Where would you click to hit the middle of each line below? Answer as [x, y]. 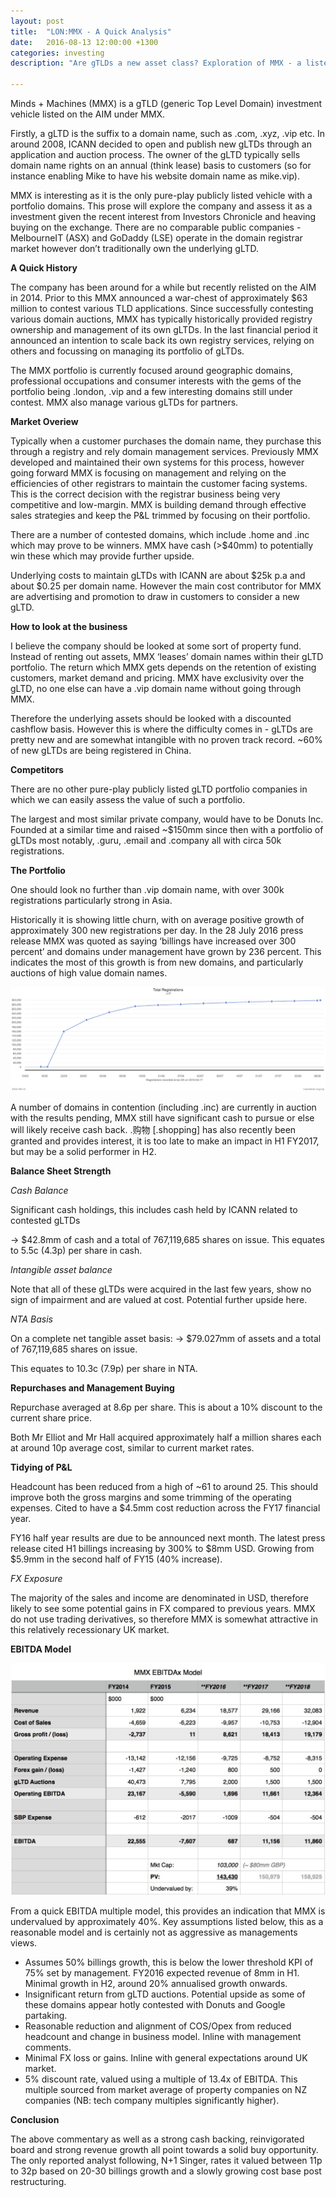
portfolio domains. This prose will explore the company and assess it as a [161, 206]
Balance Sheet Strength [61, 1171]
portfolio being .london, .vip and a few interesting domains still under [151, 391]
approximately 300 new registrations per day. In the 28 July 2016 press [157, 930]
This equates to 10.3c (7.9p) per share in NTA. [104, 1368]
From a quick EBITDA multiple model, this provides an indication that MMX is [168, 1911]
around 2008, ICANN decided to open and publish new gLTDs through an [161, 144]
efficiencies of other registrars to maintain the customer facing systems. [159, 483]
